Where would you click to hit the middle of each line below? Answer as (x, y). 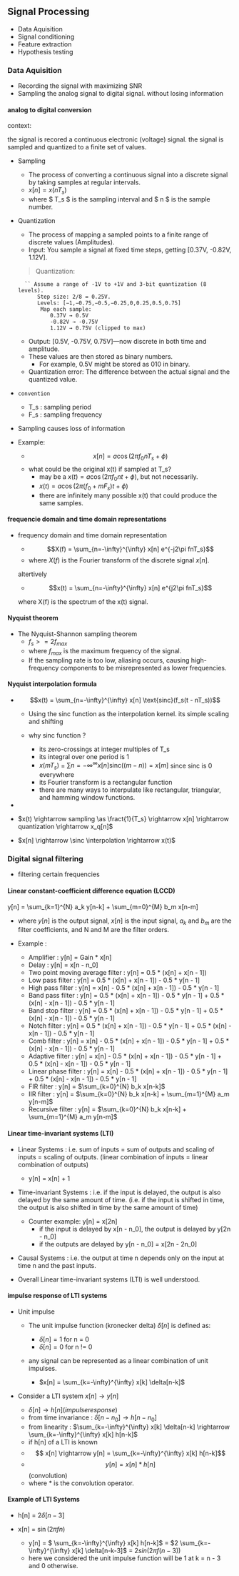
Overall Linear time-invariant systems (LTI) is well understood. (109, 1279)
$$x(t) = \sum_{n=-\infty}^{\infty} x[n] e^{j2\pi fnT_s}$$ (131, 588)
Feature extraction (45, 44)
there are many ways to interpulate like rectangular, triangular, (130, 790)
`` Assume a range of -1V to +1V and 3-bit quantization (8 (116, 284)
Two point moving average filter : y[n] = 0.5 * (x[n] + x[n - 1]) (117, 973)
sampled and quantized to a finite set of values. (77, 147)
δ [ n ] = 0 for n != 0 (66, 1347)
